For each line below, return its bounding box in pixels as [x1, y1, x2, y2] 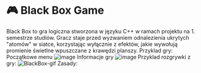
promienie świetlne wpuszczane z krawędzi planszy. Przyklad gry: [6, 46, 173, 54]
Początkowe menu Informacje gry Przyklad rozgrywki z [6, 53, 191, 60]
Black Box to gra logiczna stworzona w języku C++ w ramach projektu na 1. [6, 27, 196, 35]
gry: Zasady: [6, 60, 78, 67]
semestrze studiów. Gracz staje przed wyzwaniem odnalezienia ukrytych [6, 34, 189, 41]
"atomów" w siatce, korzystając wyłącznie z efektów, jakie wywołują [6, 40, 178, 48]
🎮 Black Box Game [6, 4, 105, 17]
